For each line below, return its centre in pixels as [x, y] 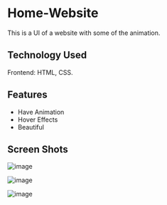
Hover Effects [38, 120]
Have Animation [41, 112]
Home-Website [53, 13]
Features [27, 95]
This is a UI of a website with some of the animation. [84, 33]
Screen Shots [38, 149]
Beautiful [31, 127]
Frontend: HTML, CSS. [40, 72]
